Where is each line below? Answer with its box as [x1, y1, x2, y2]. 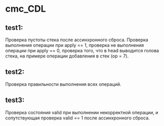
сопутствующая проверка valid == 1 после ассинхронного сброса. [5, 115, 150, 121]
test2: [5, 68, 24, 76]
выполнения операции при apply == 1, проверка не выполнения [5, 42, 144, 48]
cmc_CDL [5, 3, 46, 15]
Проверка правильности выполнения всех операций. [5, 81, 121, 87]
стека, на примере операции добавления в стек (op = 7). [5, 53, 129, 59]
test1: [5, 23, 23, 32]
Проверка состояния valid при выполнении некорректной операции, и [5, 109, 158, 115]
